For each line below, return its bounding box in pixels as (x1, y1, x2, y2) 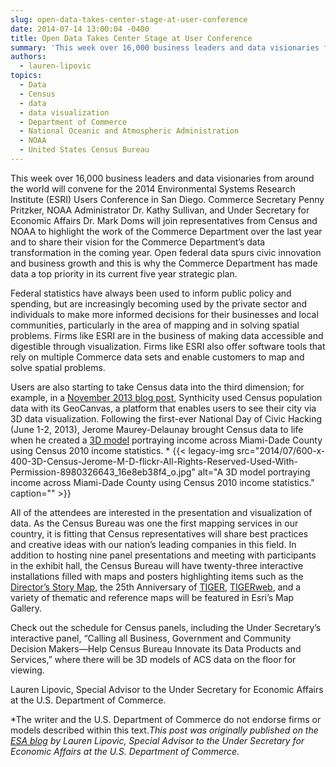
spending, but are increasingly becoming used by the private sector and (10, 297, 308, 310)
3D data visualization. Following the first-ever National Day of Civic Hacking (10, 412, 323, 425)
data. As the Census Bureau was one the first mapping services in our (10, 517, 299, 529)
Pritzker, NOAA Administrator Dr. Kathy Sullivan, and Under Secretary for (10, 204, 310, 216)
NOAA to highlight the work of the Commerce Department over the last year (10, 225, 323, 237)
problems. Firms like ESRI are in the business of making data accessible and (10, 329, 324, 341)
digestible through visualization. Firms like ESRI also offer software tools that (10, 340, 326, 352)
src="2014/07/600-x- (236, 444, 326, 456)
